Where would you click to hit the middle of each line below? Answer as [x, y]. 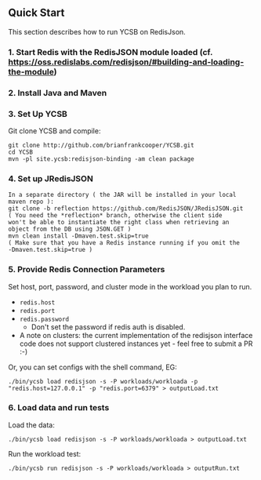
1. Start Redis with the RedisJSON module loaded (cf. [111, 52]
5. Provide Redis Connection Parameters [87, 270]
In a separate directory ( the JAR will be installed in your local [122, 195]
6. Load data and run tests [59, 408]
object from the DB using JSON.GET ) [70, 229]
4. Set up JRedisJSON [51, 178]
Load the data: [31, 425]
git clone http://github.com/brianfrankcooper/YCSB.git [101, 145]
